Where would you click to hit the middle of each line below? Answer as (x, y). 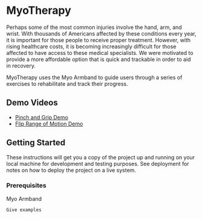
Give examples (24, 210)
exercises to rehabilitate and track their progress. (67, 84)
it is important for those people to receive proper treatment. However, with (99, 40)
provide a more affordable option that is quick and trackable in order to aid (99, 59)
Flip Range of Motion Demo (49, 124)
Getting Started (36, 143)
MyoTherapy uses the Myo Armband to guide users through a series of (94, 77)
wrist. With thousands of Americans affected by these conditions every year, (101, 33)
